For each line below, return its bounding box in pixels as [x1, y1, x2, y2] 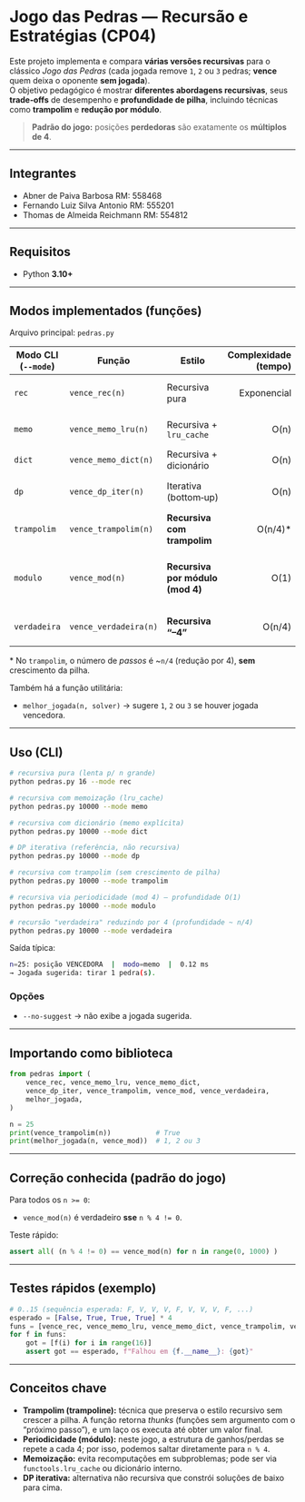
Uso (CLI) [9, 745, 64, 760]
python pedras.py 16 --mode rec [9, 777, 132, 786]
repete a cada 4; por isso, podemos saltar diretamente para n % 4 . [22, 1443, 271, 1454]
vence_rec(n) [69, 388, 126, 399]
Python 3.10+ [22, 268, 74, 279]
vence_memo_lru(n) [69, 424, 149, 435]
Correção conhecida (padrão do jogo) [9, 1170, 227, 1186]
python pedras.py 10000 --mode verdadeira [9, 926, 172, 935]
